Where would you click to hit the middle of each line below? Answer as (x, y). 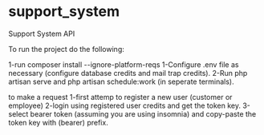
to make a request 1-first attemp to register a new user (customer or (120, 97)
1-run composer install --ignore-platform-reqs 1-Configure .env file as (124, 64)
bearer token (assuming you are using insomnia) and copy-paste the (143, 113)
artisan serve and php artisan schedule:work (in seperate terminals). (121, 81)
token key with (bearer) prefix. (58, 122)
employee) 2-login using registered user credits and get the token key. (124, 105)
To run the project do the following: (66, 49)
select (18, 113)
